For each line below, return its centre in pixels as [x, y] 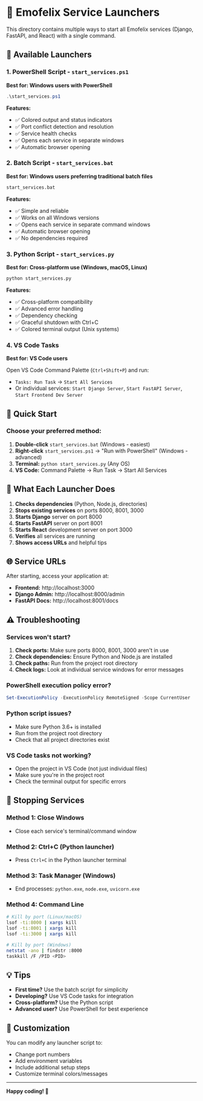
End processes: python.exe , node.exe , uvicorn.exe [77, 889]
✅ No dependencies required [51, 238]
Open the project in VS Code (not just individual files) [81, 768]
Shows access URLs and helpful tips [61, 542]
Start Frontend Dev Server [49, 396]
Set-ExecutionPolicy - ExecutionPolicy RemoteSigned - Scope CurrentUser [98, 698]
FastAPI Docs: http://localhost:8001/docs [67, 601]
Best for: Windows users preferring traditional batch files [79, 176]
